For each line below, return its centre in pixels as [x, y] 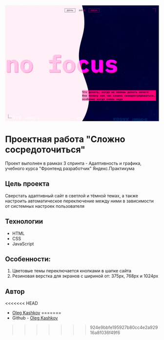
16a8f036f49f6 [105, 333]
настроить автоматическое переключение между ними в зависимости [79, 201]
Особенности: [28, 259]
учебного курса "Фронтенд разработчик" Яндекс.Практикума [70, 168]
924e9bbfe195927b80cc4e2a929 [124, 328]
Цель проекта [27, 184]
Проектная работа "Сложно [65, 139]
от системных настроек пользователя [45, 206]
